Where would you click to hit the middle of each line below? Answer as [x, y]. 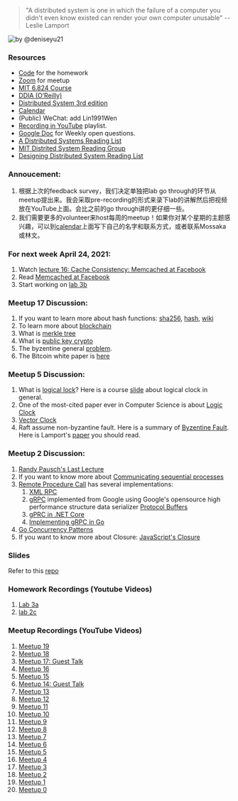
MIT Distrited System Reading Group [72, 148]
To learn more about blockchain [65, 326]
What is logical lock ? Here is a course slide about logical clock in [113, 390]
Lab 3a [28, 605]
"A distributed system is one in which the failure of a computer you [123, 10]
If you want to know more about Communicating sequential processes [121, 476]
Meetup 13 [34, 691]
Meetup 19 [34, 646]
